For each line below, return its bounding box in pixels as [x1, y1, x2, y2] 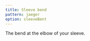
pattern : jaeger [5, 12, 40, 17]
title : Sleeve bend [5, 7, 47, 12]
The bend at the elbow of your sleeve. [5, 30, 85, 36]
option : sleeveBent [5, 16, 47, 21]
